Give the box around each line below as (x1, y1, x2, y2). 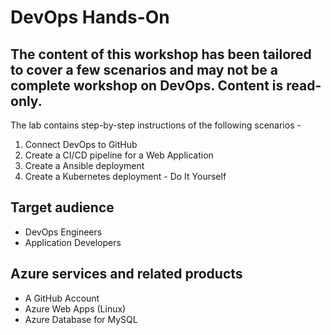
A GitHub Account (24, 292, 100, 304)
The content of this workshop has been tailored (10, 46, 312, 63)
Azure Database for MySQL (24, 313, 138, 325)
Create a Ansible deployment (24, 160, 145, 171)
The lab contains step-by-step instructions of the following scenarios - (10, 119, 302, 131)
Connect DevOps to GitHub (24, 139, 138, 150)
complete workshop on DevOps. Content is (10, 77, 284, 94)
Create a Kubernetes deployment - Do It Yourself (24, 171, 227, 182)
